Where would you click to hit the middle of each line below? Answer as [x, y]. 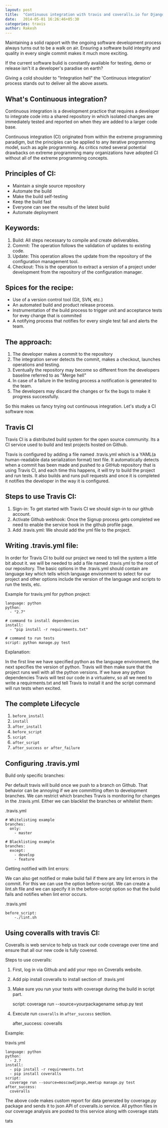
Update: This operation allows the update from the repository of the [82, 256]
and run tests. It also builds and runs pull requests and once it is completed [82, 475]
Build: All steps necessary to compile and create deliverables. [76, 240]
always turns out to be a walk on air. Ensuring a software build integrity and [83, 48]
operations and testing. [36, 365]
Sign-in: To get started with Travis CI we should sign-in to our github [83, 509]
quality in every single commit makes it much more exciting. [67, 54]
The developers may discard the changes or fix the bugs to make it [81, 391]
